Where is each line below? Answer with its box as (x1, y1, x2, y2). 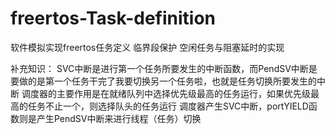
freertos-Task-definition (10, 7, 217, 30)
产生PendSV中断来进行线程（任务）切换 (36, 112, 202, 124)
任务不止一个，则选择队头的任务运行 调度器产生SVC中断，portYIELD (27, 100, 309, 112)
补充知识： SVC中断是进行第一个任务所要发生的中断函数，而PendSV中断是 (10, 62, 318, 74)
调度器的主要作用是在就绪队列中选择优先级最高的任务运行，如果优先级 (21, 87, 311, 99)
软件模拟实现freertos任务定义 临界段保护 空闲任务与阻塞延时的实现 (10, 41, 285, 53)
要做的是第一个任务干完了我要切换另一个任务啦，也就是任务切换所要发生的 (10, 75, 317, 87)
